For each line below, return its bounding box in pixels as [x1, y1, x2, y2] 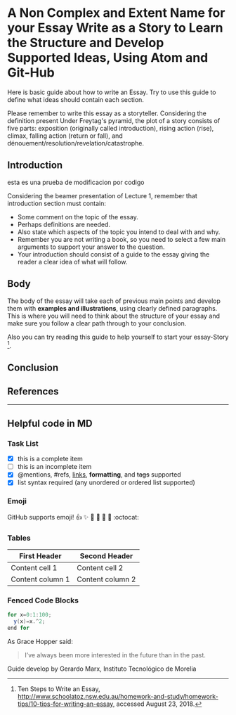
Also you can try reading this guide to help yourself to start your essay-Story [7, 333, 229, 341]
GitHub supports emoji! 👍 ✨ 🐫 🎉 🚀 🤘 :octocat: [7, 513, 139, 521]
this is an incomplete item [17, 463, 92, 471]
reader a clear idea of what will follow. [17, 257, 128, 266]
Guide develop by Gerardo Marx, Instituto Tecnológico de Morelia [7, 664, 197, 673]
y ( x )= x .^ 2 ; [13, 618, 46, 625]
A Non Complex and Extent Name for [7, 5, 225, 21]
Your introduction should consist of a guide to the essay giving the [17, 250, 210, 258]
